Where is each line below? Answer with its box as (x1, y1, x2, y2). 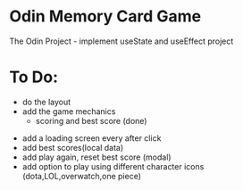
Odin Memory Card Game (9, 6, 202, 27)
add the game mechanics (21, 105, 116, 117)
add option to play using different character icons (21, 161, 205, 171)
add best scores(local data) (21, 142, 124, 153)
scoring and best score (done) (35, 115, 147, 126)
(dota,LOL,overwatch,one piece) (21, 170, 141, 181)
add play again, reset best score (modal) (21, 152, 172, 162)
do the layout (21, 96, 71, 107)
